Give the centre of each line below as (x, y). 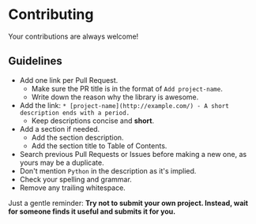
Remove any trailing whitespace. (73, 188)
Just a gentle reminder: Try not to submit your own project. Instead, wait (128, 203)
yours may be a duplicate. (62, 162)
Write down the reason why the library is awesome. (115, 97)
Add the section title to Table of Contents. (99, 146)
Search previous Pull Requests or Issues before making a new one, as (133, 154)
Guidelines (35, 61)
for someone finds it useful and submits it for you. (92, 211)
